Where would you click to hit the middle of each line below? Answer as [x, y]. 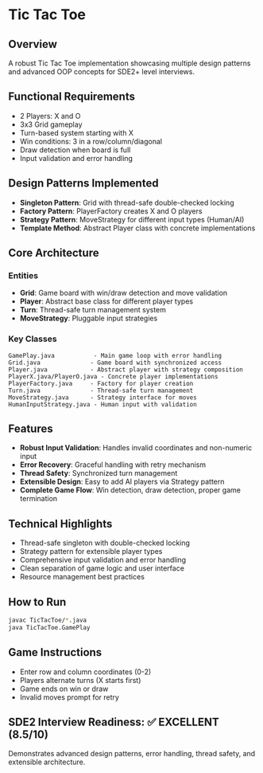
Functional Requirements [72, 97]
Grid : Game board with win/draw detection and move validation [124, 293]
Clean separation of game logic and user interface [102, 568]
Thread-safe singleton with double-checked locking [105, 543]
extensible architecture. [47, 762]
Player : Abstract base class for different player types [106, 301]
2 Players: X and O [50, 116]
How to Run [37, 602]
